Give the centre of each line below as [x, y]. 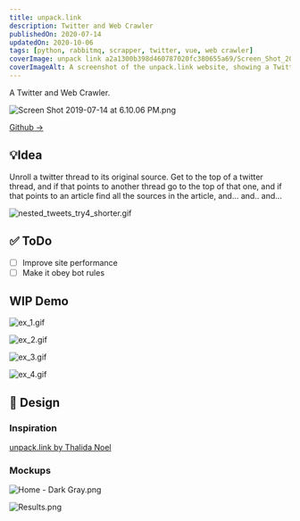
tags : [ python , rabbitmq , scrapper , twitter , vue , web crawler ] [131, 51]
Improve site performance [70, 262]
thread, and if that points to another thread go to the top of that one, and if [146, 186]
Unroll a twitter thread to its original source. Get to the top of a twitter [136, 177]
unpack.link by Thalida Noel [60, 448]
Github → [26, 127]
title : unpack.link [46, 17]
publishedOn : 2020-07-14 [55, 34]
